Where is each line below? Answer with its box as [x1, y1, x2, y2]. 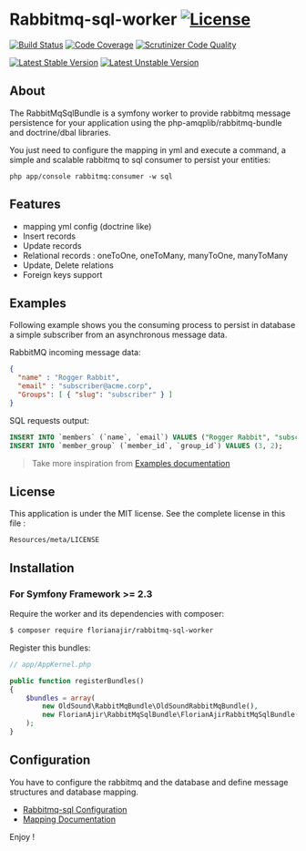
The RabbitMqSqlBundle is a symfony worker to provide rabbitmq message [9, 108, 291, 118]
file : [9, 518, 26, 528]
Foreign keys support [22, 269, 103, 280]
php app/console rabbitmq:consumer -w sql [9, 171, 173, 181]
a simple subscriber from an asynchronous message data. [9, 329, 228, 341]
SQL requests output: [9, 415, 89, 425]
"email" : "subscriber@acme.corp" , [17, 382, 153, 391]
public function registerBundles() [9, 676, 145, 685]
